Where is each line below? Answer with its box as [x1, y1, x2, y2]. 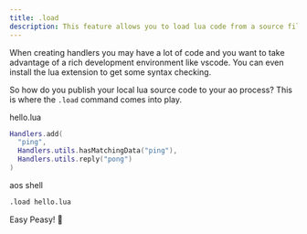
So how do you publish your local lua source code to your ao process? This [9, 84, 292, 95]
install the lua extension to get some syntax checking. [9, 66, 212, 78]
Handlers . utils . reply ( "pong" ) [17, 154, 132, 165]
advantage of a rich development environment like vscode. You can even [9, 57, 284, 68]
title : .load [9, 13, 59, 23]
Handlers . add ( [9, 129, 64, 138]
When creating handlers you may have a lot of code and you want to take [9, 47, 285, 58]
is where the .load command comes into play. [9, 93, 183, 105]
